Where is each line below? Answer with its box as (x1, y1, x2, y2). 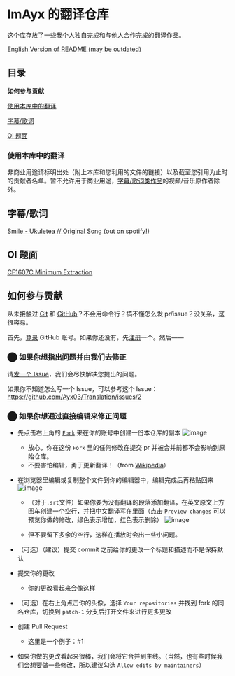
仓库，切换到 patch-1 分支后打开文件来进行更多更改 (23, 607, 172, 616)
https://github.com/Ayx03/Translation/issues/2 (7, 393, 142, 401)
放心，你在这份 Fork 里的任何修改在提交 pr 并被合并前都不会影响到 (27, 444, 219, 452)
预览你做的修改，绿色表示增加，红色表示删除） (27, 516, 163, 524)
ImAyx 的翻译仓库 (7, 6, 110, 22)
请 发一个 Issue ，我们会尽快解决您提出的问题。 (7, 369, 141, 378)
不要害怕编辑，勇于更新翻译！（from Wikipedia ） (27, 461, 170, 470)
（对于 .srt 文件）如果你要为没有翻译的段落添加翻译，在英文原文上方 (27, 498, 225, 507)
